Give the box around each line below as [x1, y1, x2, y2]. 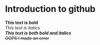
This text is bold [5, 20, 38, 25]
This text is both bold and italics [5, 30, 72, 36]
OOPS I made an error [5, 35, 50, 41]
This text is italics [5, 24, 40, 30]
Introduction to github [5, 3, 96, 15]
